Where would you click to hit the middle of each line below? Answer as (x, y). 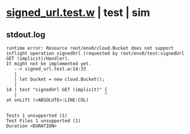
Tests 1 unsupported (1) (37, 116)
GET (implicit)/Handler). (38, 59)
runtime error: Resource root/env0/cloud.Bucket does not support (90, 48)
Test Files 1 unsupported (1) (44, 121)
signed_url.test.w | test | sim (78, 13)
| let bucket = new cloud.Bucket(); (59, 79)
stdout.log (26, 35)
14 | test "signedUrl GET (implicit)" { (57, 90)
